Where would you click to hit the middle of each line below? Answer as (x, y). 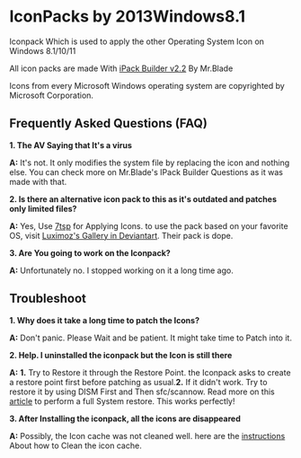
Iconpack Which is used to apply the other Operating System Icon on (137, 41)
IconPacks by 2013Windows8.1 (127, 17)
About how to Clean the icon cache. (75, 445)
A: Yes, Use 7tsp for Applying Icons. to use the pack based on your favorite (149, 225)
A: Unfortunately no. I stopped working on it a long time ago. (121, 270)
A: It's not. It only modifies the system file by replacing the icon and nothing (150, 163)
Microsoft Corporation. (52, 95)
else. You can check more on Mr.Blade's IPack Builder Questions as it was (146, 172)
